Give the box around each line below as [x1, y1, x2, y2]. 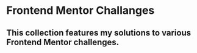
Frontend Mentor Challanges [6, 4, 155, 17]
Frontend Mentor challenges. [6, 37, 120, 47]
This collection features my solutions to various [6, 28, 192, 38]
